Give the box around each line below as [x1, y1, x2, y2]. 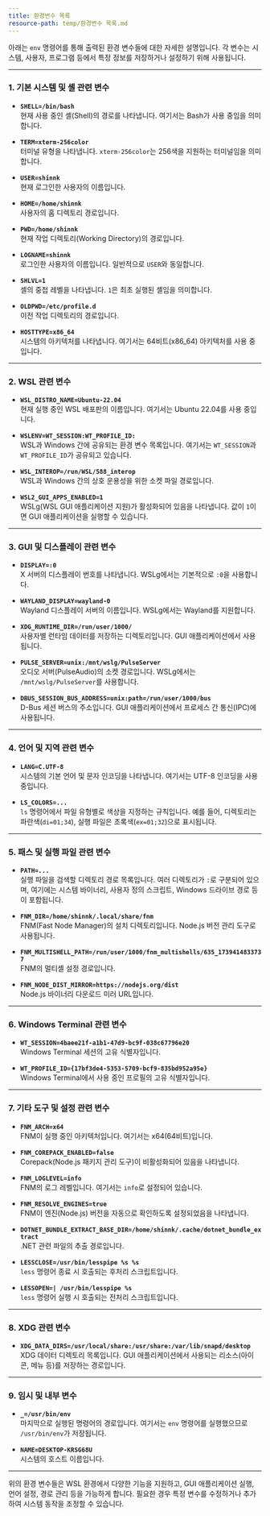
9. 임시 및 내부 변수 [8, 1389, 77, 1401]
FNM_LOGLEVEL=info [19, 1174, 82, 1182]
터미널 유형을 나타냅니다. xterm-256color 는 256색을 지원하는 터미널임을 [19, 146, 247, 156]
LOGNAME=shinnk [19, 251, 72, 259]
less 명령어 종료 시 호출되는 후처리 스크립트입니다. [19, 1266, 178, 1276]
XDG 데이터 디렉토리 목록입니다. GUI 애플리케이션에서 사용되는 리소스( [19, 1350, 241, 1360]
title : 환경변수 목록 [8, 11, 71, 20]
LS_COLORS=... [19, 799, 67, 807]
